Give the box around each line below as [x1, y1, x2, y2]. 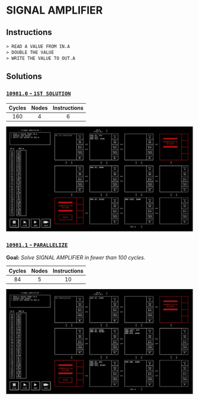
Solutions [6, 72, 43, 82]
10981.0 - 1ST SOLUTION [6, 89, 71, 98]
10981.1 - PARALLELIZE [6, 241, 68, 249]
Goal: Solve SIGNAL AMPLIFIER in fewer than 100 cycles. [6, 254, 146, 261]
